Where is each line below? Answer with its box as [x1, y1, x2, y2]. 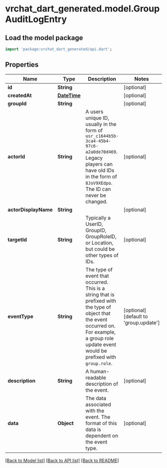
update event [85, 341, 116, 348]
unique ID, [85, 114, 109, 121]
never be [85, 192, 106, 199]
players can [85, 160, 113, 167]
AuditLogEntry [5, 13, 67, 25]
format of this [85, 420, 117, 427]
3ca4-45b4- [85, 138, 111, 144]
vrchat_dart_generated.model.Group [5, 3, 160, 14]
